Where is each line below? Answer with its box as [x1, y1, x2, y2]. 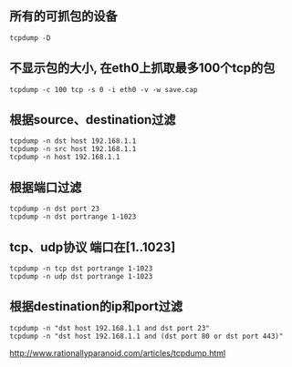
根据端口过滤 [9, 179, 82, 195]
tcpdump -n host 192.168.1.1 [9, 153, 120, 162]
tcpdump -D [9, 33, 51, 43]
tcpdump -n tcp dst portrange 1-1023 [9, 264, 153, 273]
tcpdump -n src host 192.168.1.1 [9, 145, 137, 154]
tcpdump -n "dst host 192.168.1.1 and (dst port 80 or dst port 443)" [9, 331, 284, 341]
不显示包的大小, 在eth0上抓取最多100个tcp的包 [9, 60, 276, 76]
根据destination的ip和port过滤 [9, 299, 183, 314]
